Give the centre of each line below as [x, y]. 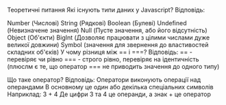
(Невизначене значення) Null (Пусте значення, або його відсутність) [107, 30]
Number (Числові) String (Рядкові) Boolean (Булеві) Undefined [97, 23]
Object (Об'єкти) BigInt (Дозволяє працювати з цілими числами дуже [109, 37]
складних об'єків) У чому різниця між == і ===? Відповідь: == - [100, 52]
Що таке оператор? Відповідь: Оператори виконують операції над [104, 80]
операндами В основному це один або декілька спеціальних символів [110, 87]
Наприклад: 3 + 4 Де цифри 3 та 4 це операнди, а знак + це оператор [109, 94]
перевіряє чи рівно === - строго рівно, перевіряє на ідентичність [103, 59]
